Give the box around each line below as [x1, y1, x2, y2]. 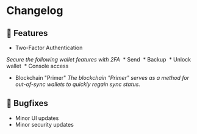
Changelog [6, 4, 63, 18]
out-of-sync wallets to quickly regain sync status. [15, 80, 140, 88]
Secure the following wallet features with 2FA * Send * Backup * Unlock [6, 56, 192, 63]
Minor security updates [15, 121, 74, 128]
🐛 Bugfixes [6, 98, 49, 108]
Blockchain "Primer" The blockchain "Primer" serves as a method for [15, 74, 190, 81]
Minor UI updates [15, 114, 59, 122]
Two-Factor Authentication [15, 44, 83, 51]
